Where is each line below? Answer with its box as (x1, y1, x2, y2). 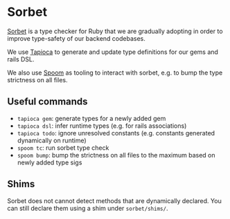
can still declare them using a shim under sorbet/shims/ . (7, 204, 168, 212)
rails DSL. (7, 55, 35, 63)
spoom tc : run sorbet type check (17, 143, 109, 152)
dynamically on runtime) (17, 136, 87, 144)
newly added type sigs (17, 158, 82, 166)
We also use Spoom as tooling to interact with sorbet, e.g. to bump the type (7, 68, 223, 77)
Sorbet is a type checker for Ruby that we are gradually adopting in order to (7, 27, 223, 35)
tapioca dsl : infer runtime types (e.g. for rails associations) (17, 122, 187, 130)
